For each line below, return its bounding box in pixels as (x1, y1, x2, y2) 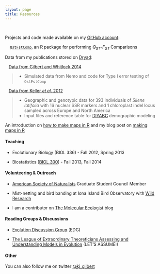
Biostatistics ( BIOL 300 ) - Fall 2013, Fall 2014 (12, 159, 102, 164)
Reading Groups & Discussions (5, 216, 69, 222)
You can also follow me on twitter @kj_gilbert (5, 263, 95, 269)
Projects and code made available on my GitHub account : (5, 35, 120, 40)
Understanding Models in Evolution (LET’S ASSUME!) (12, 241, 119, 247)
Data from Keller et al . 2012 (8, 88, 63, 94)
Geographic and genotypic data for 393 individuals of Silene (24, 97, 145, 103)
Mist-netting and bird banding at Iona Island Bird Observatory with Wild (12, 190, 155, 196)
